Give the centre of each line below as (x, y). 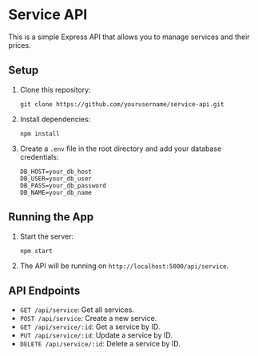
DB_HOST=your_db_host (56, 172)
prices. (20, 45)
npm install (40, 133)
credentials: (39, 156)
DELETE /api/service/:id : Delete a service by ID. (100, 344)
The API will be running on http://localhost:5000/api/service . (124, 266)
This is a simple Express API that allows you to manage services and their (129, 37)
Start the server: (47, 236)
